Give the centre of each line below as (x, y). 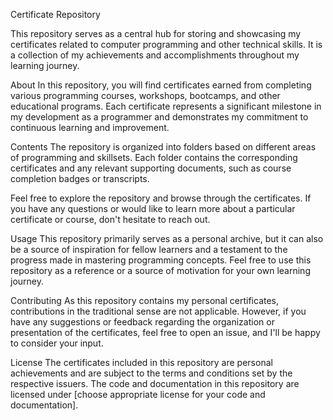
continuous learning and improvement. (90, 127)
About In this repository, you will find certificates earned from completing (161, 85)
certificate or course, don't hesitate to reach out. (110, 219)
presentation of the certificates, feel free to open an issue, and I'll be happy (165, 332)
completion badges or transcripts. (80, 178)
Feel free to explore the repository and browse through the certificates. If (161, 198)
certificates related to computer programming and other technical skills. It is (166, 44)
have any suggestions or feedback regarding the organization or (142, 322)
